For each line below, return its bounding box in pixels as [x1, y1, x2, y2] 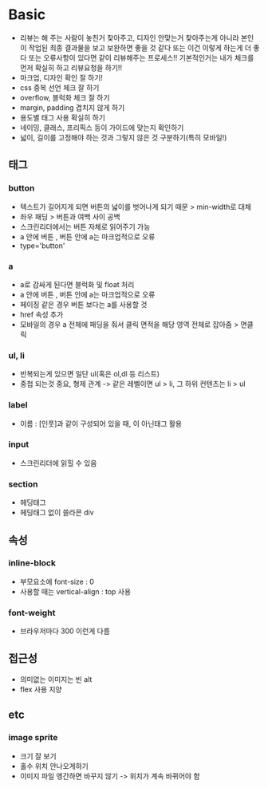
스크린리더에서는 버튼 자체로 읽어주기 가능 [19, 222, 151, 231]
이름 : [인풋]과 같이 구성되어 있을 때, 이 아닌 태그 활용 [19, 419, 183, 428]
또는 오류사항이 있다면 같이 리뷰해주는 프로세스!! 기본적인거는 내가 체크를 [28, 53, 254, 62]
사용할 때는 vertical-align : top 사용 [19, 586, 132, 596]
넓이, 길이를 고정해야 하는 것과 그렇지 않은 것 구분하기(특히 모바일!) [19, 132, 227, 142]
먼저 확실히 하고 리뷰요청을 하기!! [19, 62, 122, 73]
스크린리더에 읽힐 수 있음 [19, 458, 97, 467]
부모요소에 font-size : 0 [19, 577, 94, 586]
